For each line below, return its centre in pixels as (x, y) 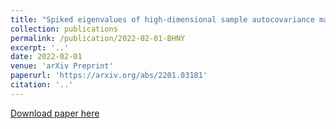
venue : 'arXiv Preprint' (62, 66)
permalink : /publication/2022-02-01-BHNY (98, 38)
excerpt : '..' (40, 47)
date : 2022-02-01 (46, 57)
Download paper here (55, 113)
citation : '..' (42, 85)
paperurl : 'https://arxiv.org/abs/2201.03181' (109, 76)
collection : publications (64, 29)
